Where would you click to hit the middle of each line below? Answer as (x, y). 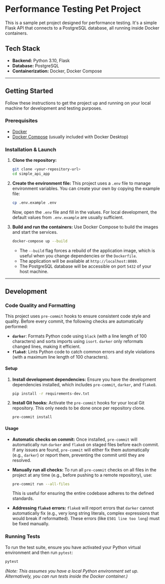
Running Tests (23, 536)
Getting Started (29, 91)
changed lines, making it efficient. (46, 347)
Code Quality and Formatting (40, 305)
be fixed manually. (31, 524)
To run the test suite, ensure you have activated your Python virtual (73, 547)
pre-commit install (32, 417)
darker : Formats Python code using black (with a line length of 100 (80, 336)
